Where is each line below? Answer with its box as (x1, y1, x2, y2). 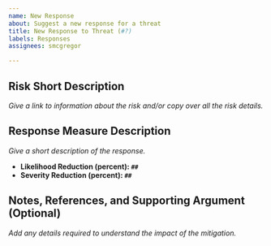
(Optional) (8, 206, 61, 220)
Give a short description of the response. (8, 145, 146, 155)
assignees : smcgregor (8, 42, 82, 50)
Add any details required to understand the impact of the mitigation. (8, 228, 237, 238)
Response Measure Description (8, 124, 171, 138)
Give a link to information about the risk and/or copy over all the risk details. (8, 101, 264, 110)
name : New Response (8, 11, 75, 20)
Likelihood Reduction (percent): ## (19, 162, 140, 171)
